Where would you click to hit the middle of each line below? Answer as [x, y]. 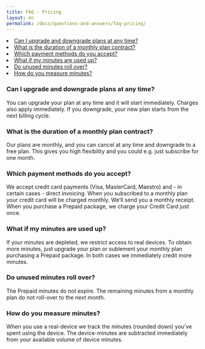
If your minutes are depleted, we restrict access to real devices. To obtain [99, 242]
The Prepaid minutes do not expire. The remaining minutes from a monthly [100, 291]
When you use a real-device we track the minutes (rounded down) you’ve [99, 327]
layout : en [20, 18]
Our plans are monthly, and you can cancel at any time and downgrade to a [101, 144]
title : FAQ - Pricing [34, 12]
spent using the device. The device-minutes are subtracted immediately [97, 333]
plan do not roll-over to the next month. [56, 297]
